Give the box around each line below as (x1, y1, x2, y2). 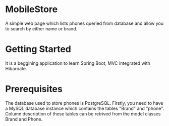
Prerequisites (5, 83, 63, 95)
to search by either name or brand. (5, 25, 78, 31)
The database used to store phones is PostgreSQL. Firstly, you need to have (5, 100, 163, 106)
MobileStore (5, 4, 58, 15)
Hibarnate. (5, 65, 27, 71)
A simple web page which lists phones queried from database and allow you (5, 20, 164, 26)
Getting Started (5, 44, 72, 55)
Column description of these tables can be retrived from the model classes (5, 110, 161, 117)
